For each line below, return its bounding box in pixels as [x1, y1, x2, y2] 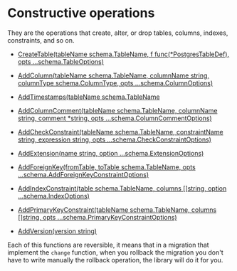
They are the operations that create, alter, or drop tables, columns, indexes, [7, 28, 228, 37]
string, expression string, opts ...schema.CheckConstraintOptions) [17, 135, 212, 144]
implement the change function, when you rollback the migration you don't [7, 248, 224, 257]
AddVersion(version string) [17, 226, 98, 235]
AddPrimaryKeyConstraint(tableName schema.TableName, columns [17, 205, 217, 214]
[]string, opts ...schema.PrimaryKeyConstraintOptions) [17, 213, 177, 221]
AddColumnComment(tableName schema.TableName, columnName [17, 106, 218, 115]
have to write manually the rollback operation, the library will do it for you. [7, 255, 223, 264]
